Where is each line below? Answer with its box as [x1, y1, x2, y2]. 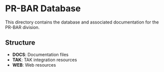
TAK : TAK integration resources [12, 57, 77, 63]
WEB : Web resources [12, 62, 56, 68]
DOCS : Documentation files [12, 51, 69, 57]
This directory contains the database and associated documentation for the [5, 19, 159, 25]
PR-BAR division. [5, 24, 40, 30]
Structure [5, 39, 36, 47]
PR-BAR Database [5, 3, 81, 14]
